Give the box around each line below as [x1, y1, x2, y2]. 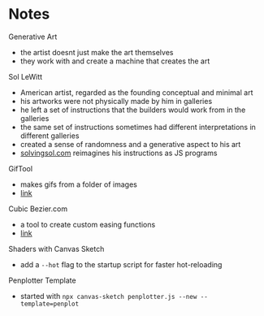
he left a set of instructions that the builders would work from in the [19, 105, 246, 115]
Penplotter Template [8, 275, 76, 285]
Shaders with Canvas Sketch [8, 244, 105, 253]
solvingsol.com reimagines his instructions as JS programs [19, 148, 218, 158]
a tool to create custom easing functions [19, 219, 156, 229]
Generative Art [8, 32, 58, 41]
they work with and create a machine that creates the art [19, 56, 210, 66]
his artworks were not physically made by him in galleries [19, 96, 213, 106]
